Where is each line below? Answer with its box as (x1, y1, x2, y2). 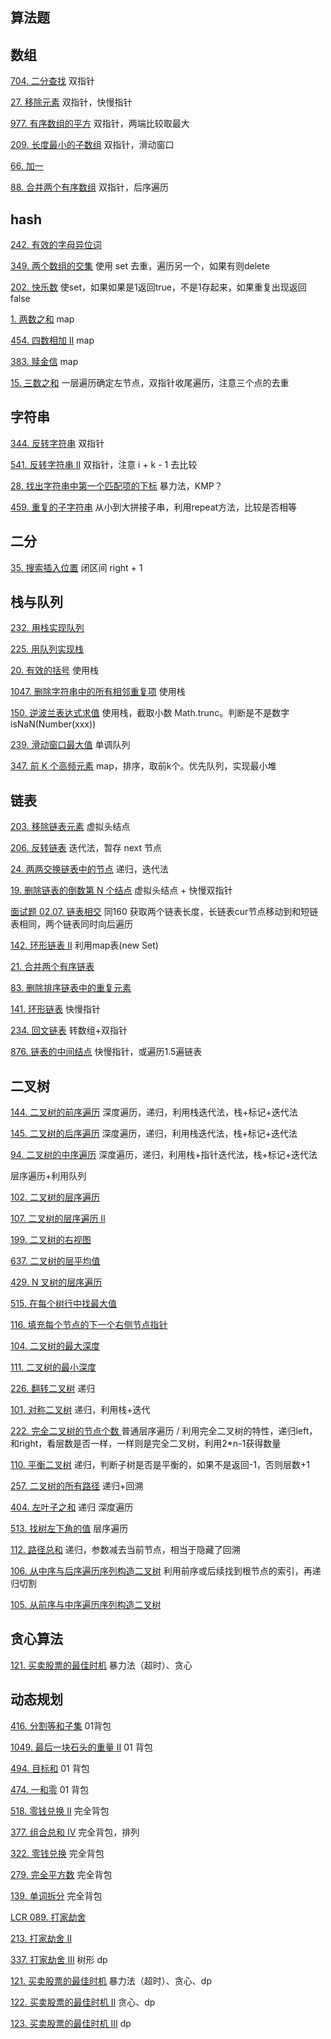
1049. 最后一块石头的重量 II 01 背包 (10, 1741, 153, 1753)
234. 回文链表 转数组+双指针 (10, 1024, 128, 1037)
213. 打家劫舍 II (10, 1932, 72, 1944)
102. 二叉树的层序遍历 (10, 1191, 101, 1203)
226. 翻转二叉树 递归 (10, 1383, 96, 1395)
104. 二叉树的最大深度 (10, 1340, 101, 1352)
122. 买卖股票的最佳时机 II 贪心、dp (10, 1996, 156, 2008)
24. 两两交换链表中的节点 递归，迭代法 (10, 863, 169, 875)
